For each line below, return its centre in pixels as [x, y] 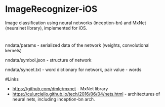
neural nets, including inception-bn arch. [54, 99]
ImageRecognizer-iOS [51, 9]
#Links [12, 79]
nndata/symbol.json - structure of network [48, 60]
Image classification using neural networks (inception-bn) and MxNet [76, 23]
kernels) [14, 51]
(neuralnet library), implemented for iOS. [46, 28]
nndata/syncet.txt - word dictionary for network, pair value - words [73, 70]
